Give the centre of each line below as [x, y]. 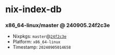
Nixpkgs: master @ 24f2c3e [39, 36]
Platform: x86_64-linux [37, 42]
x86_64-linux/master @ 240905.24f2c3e [58, 25]
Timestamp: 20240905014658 [42, 47]
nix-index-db [34, 9]
